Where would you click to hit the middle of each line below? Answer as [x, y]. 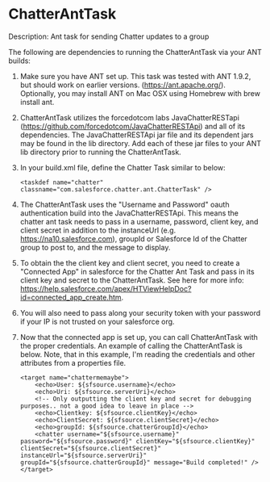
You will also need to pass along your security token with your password [140, 312]
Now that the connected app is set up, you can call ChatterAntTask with [139, 337]
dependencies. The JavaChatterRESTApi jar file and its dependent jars [137, 135]
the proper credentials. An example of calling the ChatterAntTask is [131, 346]
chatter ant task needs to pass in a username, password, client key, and [139, 221]
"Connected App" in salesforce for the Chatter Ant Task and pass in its [137, 271]
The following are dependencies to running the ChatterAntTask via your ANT [135, 52]
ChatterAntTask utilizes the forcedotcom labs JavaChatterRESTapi [130, 117]
